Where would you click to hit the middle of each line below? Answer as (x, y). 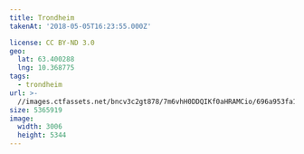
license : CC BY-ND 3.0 (52, 43)
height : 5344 (42, 135)
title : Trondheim (42, 18)
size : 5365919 (36, 110)
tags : (19, 77)
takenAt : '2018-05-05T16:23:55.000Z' (81, 26)
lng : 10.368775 (46, 68)
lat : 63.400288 (46, 60)
